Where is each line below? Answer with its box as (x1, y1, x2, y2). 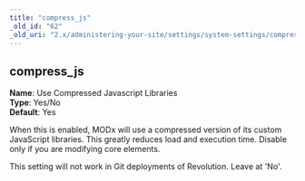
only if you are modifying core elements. (9, 144, 161, 155)
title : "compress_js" (9, 13, 92, 23)
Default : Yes (9, 107, 56, 118)
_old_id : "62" (9, 22, 64, 31)
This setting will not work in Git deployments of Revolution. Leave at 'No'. (9, 161, 282, 172)
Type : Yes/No (9, 97, 62, 109)
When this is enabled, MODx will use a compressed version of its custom (9, 124, 282, 136)
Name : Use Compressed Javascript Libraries (9, 88, 178, 99)
